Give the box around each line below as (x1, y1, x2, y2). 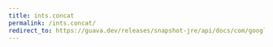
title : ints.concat (8, 11, 75, 20)
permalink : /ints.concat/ (8, 19, 96, 27)
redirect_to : (8, 26, 53, 34)
